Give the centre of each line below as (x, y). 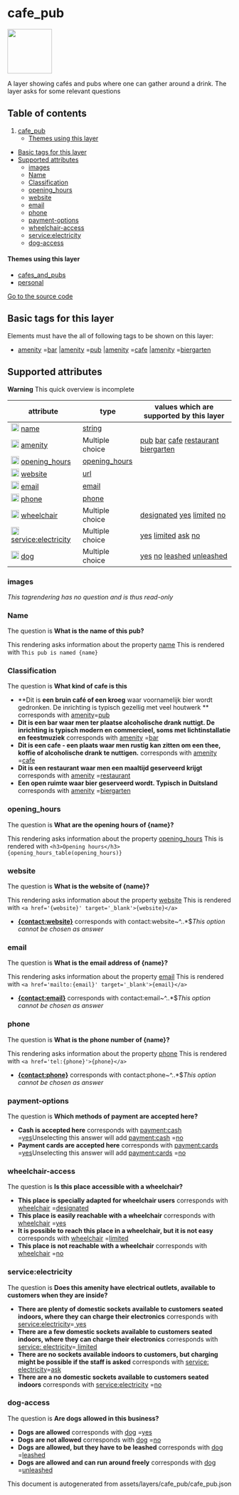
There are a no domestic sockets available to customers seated (113, 1377)
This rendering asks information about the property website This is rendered (119, 900)
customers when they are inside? (58, 1295)
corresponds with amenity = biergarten (74, 791)
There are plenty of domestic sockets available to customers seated (120, 1308)
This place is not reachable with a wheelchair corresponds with (112, 1246)
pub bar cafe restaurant (179, 440)
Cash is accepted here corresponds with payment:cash (100, 1130)
